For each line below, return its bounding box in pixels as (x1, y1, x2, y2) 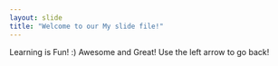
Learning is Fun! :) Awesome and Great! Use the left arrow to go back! (9, 46, 270, 57)
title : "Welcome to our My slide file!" (9, 22, 165, 31)
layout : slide (9, 13, 63, 23)
